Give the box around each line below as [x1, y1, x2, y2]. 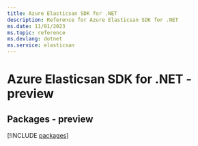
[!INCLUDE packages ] [7, 132, 69, 139]
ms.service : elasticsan [7, 42, 75, 49]
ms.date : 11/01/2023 [7, 23, 66, 29]
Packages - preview [7, 113, 94, 125]
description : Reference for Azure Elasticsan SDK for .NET [7, 16, 179, 23]
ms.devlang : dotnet [7, 36, 63, 42]
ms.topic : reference [7, 29, 66, 36]
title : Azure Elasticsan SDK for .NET [7, 10, 117, 17]
